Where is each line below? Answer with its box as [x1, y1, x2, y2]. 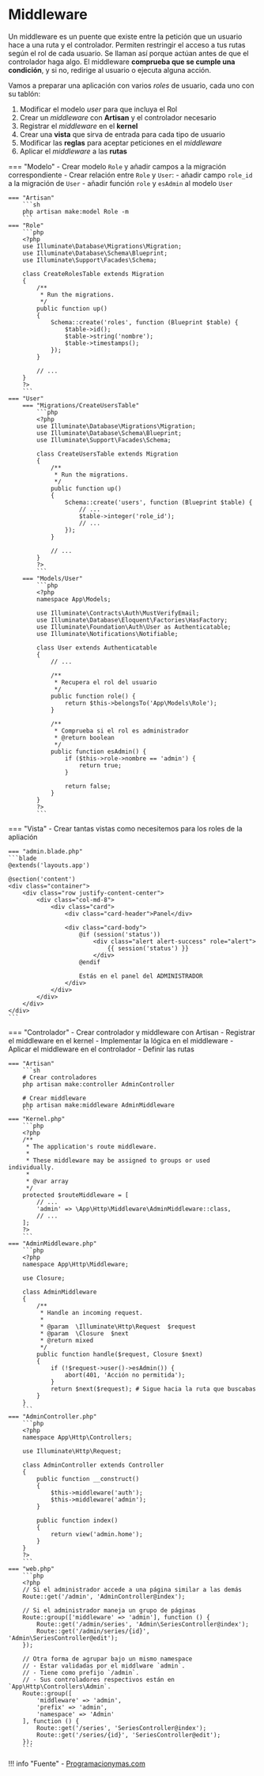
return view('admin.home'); [50, 1530, 144, 1538]
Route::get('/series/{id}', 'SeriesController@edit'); [36, 1731, 221, 1739]
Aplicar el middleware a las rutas [19, 146, 128, 156]
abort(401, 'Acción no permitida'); [64, 1371, 186, 1379]
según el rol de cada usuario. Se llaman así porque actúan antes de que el [8, 48, 249, 58]
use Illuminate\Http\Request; [22, 1447, 123, 1455]
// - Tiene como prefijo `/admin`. [22, 1668, 140, 1676]
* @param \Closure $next [40, 1329, 129, 1338]
